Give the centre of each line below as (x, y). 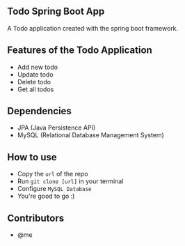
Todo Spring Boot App (56, 11)
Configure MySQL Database (54, 189)
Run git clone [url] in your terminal (70, 181)
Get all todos (35, 89)
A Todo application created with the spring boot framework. (93, 28)
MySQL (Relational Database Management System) (91, 135)
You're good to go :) (46, 196)
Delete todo (34, 82)
